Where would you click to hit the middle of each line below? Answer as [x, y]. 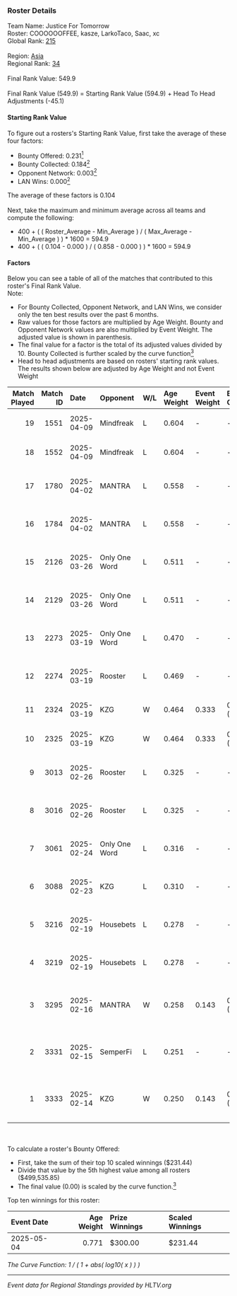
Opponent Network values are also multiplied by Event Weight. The [115, 330]
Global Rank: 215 [32, 41]
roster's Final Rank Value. [44, 286]
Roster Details [32, 11]
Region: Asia [25, 56]
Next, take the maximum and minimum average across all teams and [107, 210]
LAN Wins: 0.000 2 [44, 181]
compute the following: [41, 218]
